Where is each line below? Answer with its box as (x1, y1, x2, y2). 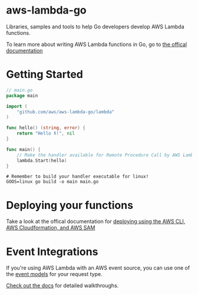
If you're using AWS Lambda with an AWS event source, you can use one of (6, 264, 190, 271)
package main (6, 93, 38, 99)
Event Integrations (6, 245, 98, 258)
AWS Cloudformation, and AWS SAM (6, 224, 95, 231)
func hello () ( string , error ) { (6, 125, 85, 131)
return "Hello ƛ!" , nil (16, 130, 75, 136)
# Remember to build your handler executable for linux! (6, 173, 149, 180)
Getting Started (6, 68, 84, 81)
